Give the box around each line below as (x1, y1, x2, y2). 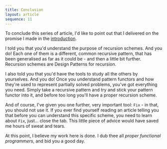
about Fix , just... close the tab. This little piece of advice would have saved (5, 118, 159, 124)
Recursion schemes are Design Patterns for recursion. (5, 61, 116, 67)
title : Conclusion (5, 7, 43, 12)
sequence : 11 (5, 16, 32, 21)
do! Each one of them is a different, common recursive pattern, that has (5, 50, 152, 56)
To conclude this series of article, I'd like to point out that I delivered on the (5, 30, 159, 36)
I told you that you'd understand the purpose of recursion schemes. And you (5, 45, 163, 51)
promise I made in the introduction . (5, 35, 77, 41)
